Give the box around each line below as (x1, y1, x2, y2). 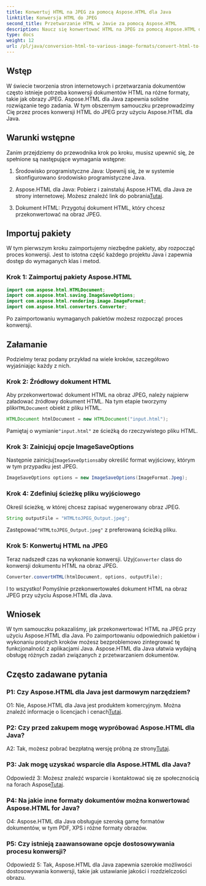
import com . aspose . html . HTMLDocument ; (6, 286, 105, 293)
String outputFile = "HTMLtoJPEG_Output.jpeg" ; (6, 515, 131, 521)
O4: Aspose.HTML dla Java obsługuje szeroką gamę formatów (6, 818, 165, 825)
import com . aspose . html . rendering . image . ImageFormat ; (6, 298, 147, 304)
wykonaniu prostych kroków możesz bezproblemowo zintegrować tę (6, 638, 180, 646)
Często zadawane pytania (6, 669, 108, 679)
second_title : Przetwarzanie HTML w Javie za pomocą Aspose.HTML (6, 20, 177, 26)
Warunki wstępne (6, 132, 75, 143)
